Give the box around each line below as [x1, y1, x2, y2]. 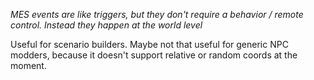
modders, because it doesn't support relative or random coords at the [10, 49, 298, 61]
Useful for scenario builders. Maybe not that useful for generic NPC [10, 39, 289, 50]
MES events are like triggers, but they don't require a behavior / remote [10, 9, 304, 20]
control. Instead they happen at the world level [10, 19, 203, 31]
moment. [10, 60, 47, 71]
